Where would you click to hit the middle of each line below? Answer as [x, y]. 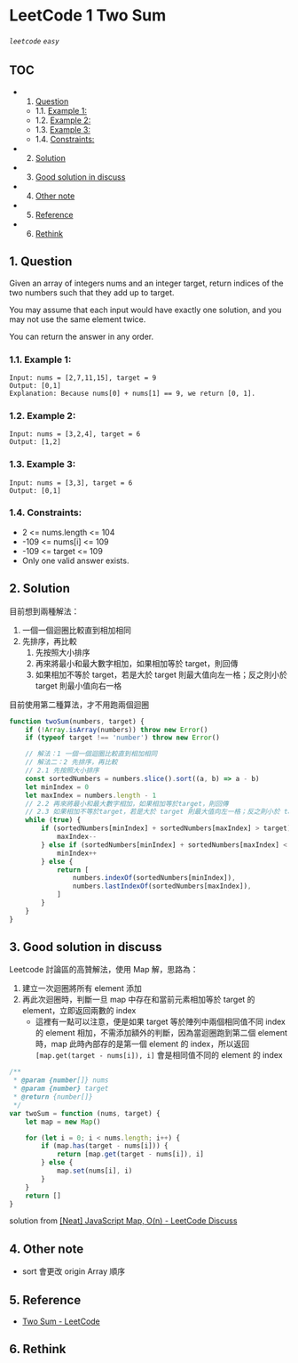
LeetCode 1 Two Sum [88, 16]
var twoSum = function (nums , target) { [85, 1113]
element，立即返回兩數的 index [79, 1011]
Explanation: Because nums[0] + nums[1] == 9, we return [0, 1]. [132, 393]
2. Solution [40, 589]
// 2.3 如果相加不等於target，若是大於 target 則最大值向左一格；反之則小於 [153, 812]
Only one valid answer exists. [75, 561]
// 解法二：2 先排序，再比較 [71, 762]
